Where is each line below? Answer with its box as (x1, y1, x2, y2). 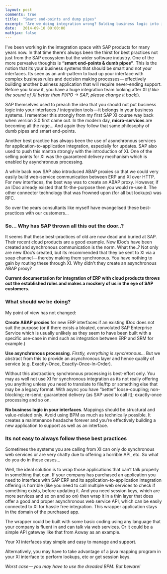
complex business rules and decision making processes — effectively (5, 76, 147, 82)
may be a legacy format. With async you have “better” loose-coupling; (5, 386, 150, 392)
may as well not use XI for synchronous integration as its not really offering (5, 376, 159, 382)
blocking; (5, 391, 24, 397)
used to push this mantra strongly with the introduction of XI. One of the (5, 148, 153, 154)
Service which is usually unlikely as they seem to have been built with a (5, 330, 152, 336)
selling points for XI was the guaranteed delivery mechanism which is (5, 154, 148, 160)
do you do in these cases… (5, 457, 61, 463)
